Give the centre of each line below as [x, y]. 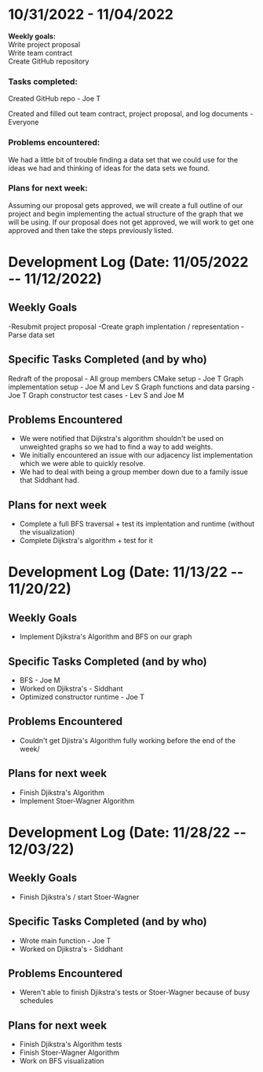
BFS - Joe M [40, 680]
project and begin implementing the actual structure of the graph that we [126, 213]
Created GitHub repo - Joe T [55, 99]
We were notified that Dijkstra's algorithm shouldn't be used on [121, 439]
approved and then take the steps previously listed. [91, 230]
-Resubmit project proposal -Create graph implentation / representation [124, 326]
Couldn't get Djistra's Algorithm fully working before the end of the [127, 740]
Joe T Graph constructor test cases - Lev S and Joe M [96, 395]
